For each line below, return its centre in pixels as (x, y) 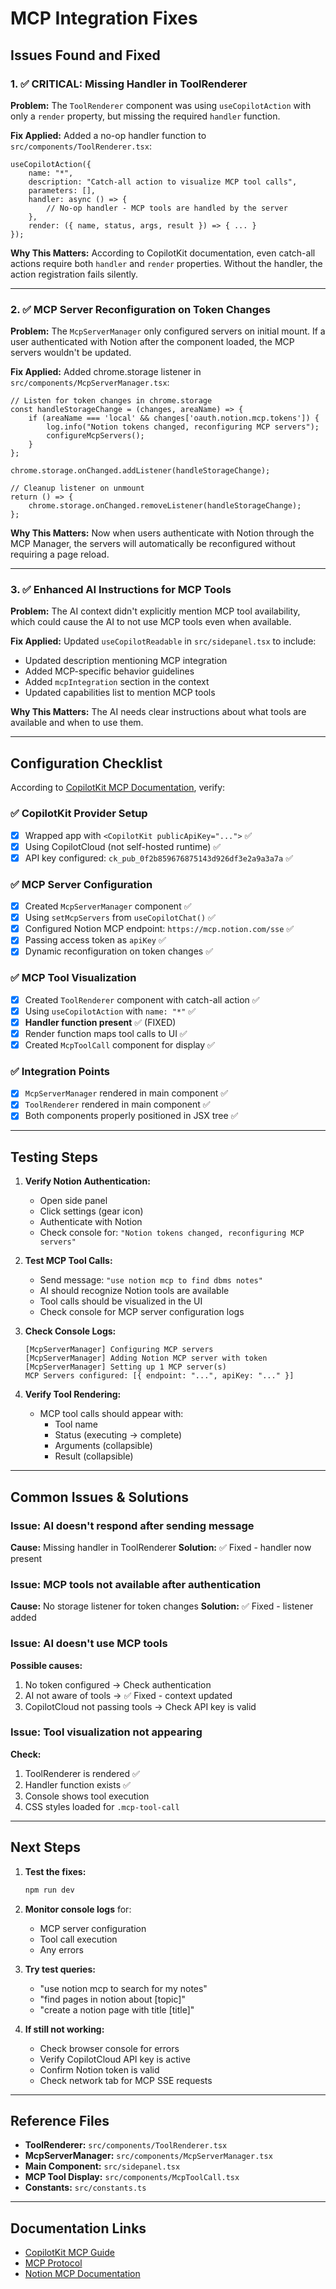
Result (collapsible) (94, 1456)
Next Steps (45, 1847)
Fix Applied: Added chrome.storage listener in (106, 372)
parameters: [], (62, 190)
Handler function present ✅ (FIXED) (100, 1022)
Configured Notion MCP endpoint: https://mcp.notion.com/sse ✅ (159, 929)
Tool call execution (78, 1939)
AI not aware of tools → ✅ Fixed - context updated (128, 1695)
